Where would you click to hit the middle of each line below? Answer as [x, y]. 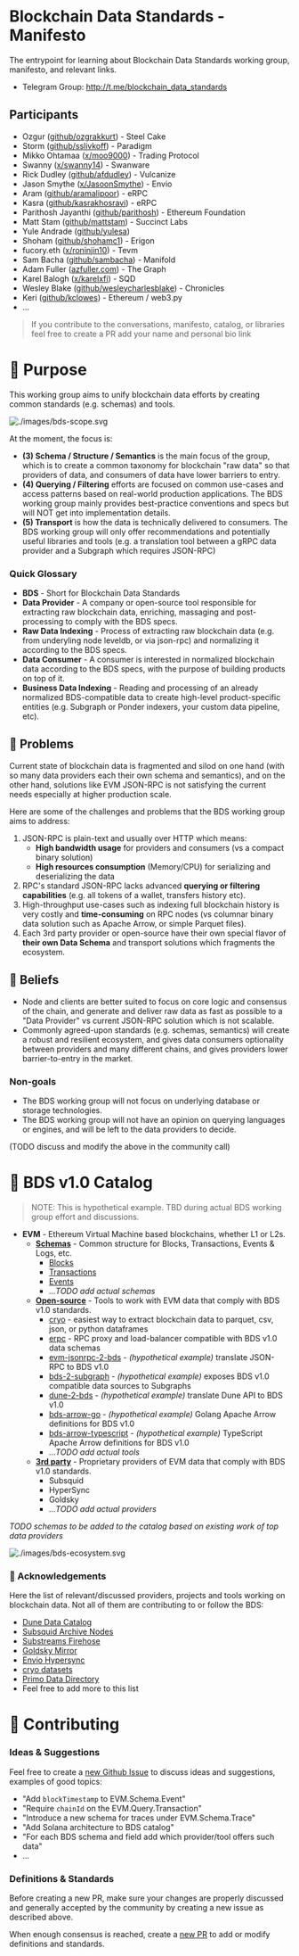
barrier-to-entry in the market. [77, 1058]
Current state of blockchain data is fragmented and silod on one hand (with [147, 765]
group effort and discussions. [85, 1217]
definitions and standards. [57, 1944]
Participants [44, 115]
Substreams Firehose [61, 1641]
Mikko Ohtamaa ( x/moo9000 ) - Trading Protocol [111, 155]
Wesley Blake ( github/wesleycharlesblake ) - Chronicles [123, 288]
